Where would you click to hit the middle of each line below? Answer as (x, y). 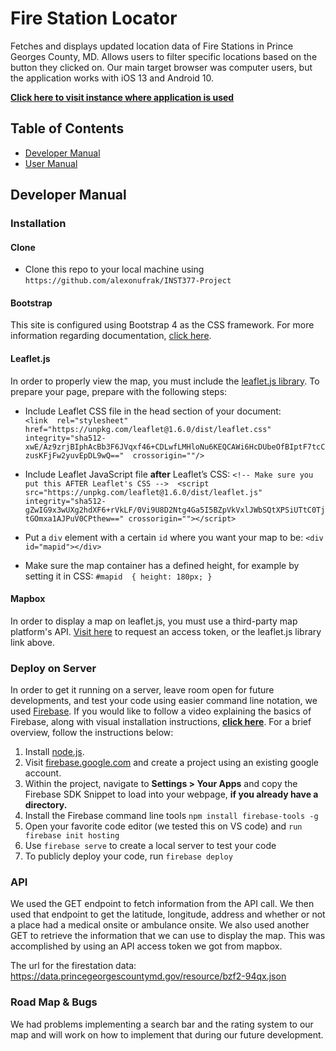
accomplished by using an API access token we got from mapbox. (146, 946)
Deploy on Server (53, 668)
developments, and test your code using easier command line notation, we (164, 701)
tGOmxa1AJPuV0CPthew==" (74, 518)
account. (43, 773)
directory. (46, 805)
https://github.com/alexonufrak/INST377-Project (128, 281)
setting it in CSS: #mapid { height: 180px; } (118, 576)
